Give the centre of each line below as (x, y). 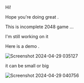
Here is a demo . (22, 46)
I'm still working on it (27, 36)
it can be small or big (27, 66)
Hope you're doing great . (32, 17)
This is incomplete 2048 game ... (39, 27)
